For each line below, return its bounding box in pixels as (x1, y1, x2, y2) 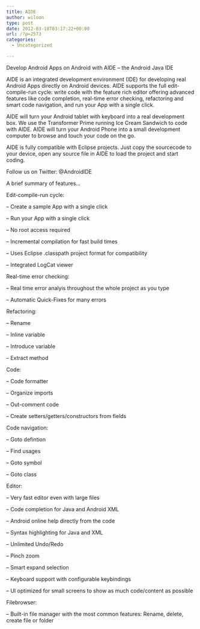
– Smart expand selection (6, 564, 69, 571)
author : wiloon (6, 14, 44, 20)
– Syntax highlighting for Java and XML (6, 529, 103, 536)
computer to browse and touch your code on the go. (6, 132, 136, 139)
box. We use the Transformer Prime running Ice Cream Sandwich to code (6, 119, 188, 126)
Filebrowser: (6, 598, 37, 606)
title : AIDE (6, 8, 36, 15)
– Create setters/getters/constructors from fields (6, 412, 127, 419)
